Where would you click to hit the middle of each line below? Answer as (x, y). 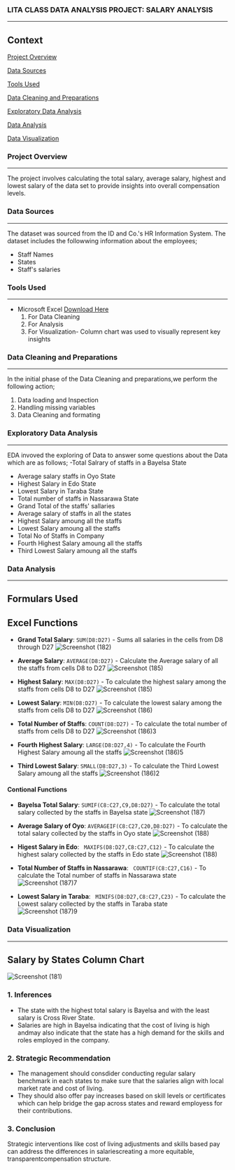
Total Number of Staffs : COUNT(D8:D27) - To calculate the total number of (122, 724)
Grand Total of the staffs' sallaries (66, 505)
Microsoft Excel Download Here (63, 309)
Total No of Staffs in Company (61, 536)
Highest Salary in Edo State (57, 483)
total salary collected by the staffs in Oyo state (84, 834)
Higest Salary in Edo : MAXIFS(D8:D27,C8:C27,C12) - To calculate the (116, 847)
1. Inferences (30, 995)
